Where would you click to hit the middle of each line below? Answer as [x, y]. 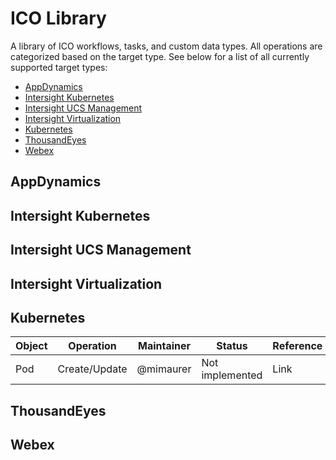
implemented [232, 375]
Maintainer [164, 346]
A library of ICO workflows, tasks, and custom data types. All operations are [166, 46]
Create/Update [92, 369]
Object [31, 346]
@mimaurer [164, 369]
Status [232, 346]
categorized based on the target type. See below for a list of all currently [160, 56]
